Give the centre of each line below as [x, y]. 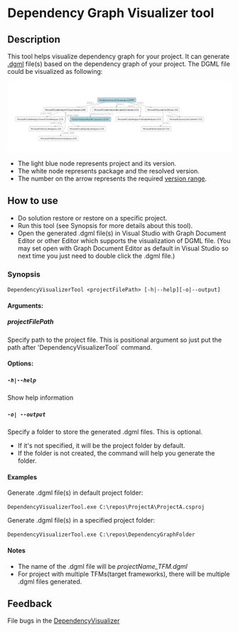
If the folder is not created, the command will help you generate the [116, 454]
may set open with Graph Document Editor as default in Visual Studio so [123, 248]
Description [34, 39]
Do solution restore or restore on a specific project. [92, 218]
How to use [33, 201]
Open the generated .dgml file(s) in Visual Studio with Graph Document [121, 233]
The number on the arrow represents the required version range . [112, 178]
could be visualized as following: [55, 71]
